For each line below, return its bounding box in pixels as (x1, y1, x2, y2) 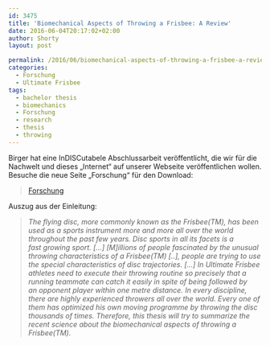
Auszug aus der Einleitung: (8, 201, 98, 211)
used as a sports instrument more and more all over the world (27, 225, 234, 235)
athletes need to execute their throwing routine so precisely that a (27, 268, 247, 277)
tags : (8, 86, 27, 94)
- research (15, 116, 52, 125)
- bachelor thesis (15, 93, 78, 101)
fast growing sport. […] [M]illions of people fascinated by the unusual (27, 242, 259, 252)
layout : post (8, 42, 52, 50)
